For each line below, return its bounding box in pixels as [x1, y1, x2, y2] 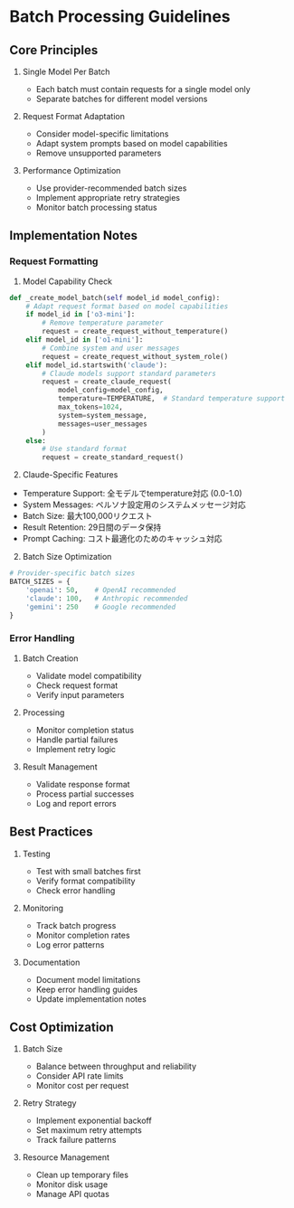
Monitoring [22, 902, 63, 913]
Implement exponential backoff [35, 1115, 152, 1127]
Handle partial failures [35, 734, 119, 745]
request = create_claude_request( [42, 377, 172, 386]
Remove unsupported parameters [35, 147, 162, 158]
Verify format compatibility [35, 875, 136, 886]
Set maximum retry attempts [35, 1125, 142, 1136]
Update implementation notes [35, 993, 147, 1005]
